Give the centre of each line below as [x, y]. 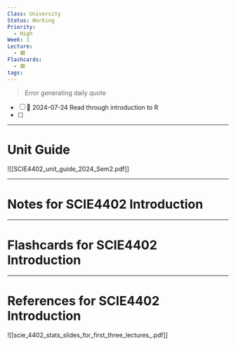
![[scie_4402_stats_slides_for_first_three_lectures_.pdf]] [88, 335]
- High [23, 33]
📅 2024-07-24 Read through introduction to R [92, 107]
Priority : [22, 27]
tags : [15, 72]
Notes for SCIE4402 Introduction [105, 204]
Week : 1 [19, 40]
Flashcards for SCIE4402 [83, 245]
